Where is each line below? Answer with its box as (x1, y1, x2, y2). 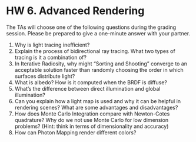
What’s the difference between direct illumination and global (14, 85, 161, 92)
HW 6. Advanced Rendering (6, 4, 145, 18)
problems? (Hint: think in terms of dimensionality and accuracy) (14, 123, 169, 130)
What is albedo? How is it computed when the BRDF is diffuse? (14, 78, 168, 86)
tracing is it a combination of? (14, 54, 87, 61)
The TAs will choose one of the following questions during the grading (6, 24, 177, 31)
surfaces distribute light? (14, 72, 75, 80)
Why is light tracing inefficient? (14, 41, 90, 48)
